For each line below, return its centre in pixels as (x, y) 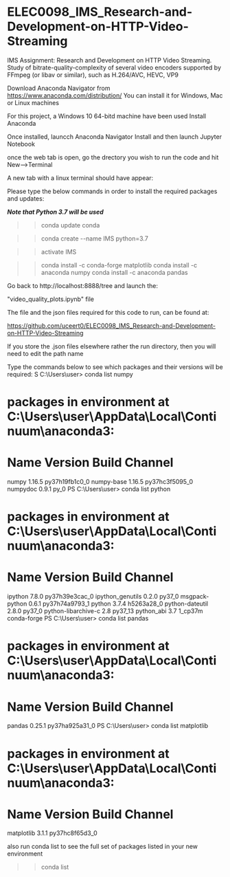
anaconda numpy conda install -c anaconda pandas (114, 272)
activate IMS (59, 252)
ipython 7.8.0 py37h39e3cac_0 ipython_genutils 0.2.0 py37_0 (93, 597)
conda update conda (70, 225)
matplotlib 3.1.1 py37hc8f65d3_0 (52, 833)
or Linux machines (33, 102)
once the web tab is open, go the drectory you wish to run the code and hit (113, 157)
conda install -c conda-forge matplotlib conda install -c (119, 265)
